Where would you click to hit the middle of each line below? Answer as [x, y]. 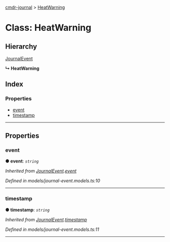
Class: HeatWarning [48, 28]
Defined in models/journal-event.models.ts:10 [53, 181]
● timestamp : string [27, 210]
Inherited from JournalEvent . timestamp [46, 219]
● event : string [22, 161]
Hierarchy [21, 46]
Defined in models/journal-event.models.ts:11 [52, 229]
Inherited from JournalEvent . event [41, 171]
